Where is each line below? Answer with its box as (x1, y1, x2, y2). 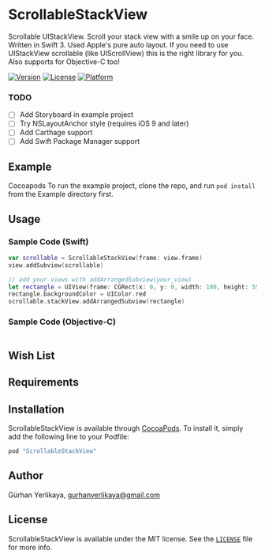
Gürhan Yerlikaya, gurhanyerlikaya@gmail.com (8, 490, 160, 500)
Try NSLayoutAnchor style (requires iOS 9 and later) (19, 119, 189, 128)
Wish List (8, 349, 55, 362)
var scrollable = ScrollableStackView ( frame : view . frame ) (8, 254, 203, 262)
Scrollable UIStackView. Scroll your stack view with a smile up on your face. (8, 32, 255, 41)
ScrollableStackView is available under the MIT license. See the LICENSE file (8, 533, 253, 543)
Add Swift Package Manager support (19, 137, 140, 146)
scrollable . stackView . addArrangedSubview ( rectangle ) (8, 298, 185, 306)
